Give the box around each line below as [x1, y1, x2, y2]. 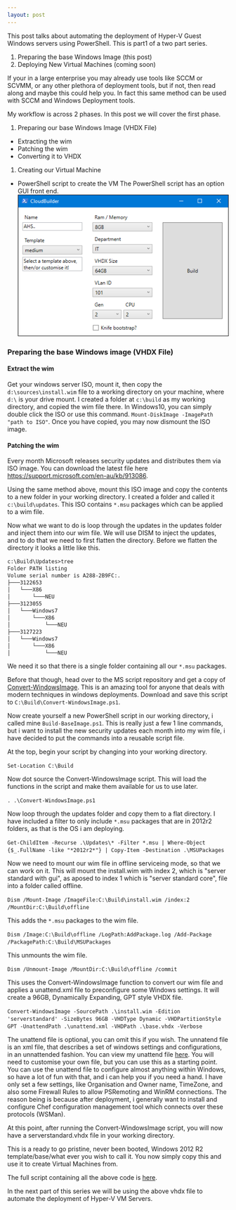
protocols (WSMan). [7, 1110, 65, 1119]
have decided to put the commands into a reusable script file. [7, 734, 185, 742]
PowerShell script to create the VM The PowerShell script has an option [17, 179, 225, 188]
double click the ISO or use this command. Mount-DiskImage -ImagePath [7, 410, 214, 418]
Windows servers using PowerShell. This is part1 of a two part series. [7, 39, 208, 47]
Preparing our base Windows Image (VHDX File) [17, 123, 157, 131]
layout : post [7, 11, 46, 18]
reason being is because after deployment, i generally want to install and [7, 1095, 218, 1104]
